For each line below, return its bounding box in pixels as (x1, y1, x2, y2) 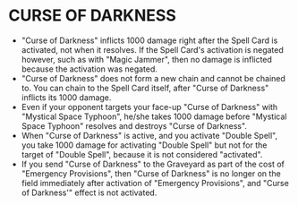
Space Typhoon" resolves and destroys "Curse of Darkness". (21, 120, 248, 131)
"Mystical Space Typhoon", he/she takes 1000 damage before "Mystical (21, 111, 287, 122)
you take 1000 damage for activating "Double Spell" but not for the (21, 140, 268, 150)
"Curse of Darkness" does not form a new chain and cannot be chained (21, 73, 285, 83)
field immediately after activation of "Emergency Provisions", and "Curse (21, 177, 290, 188)
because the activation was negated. (21, 64, 158, 74)
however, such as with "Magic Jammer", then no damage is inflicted (21, 54, 272, 64)
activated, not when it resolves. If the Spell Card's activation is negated (21, 44, 284, 55)
